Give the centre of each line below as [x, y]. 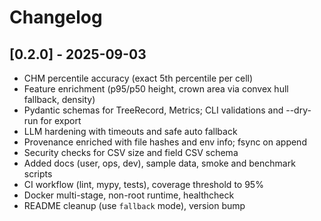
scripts [38, 174]
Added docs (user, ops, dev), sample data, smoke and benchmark [159, 163]
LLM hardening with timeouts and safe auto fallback [130, 131]
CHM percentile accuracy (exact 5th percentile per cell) [138, 78]
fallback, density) [59, 99]
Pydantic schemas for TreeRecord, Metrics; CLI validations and [153, 110]
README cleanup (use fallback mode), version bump [134, 205]
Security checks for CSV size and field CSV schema [131, 152]
